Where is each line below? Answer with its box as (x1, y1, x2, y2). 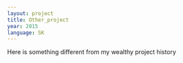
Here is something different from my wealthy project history (7, 48, 177, 56)
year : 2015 (7, 23, 39, 29)
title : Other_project (7, 16, 69, 23)
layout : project (7, 10, 54, 17)
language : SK (7, 29, 45, 36)
